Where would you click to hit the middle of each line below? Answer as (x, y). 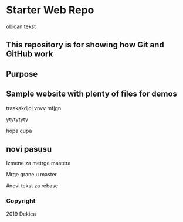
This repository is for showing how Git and (85, 45)
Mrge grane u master (32, 175)
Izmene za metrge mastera (38, 163)
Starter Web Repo (50, 10)
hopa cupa (19, 131)
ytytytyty (17, 119)
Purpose (22, 74)
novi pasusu (29, 149)
